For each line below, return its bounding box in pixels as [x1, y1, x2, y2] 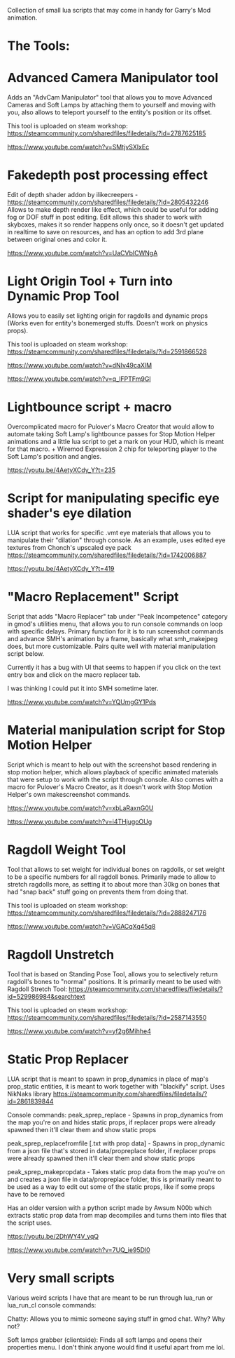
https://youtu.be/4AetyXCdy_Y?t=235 [7, 466, 116, 474]
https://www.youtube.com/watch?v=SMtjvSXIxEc [7, 143, 150, 152]
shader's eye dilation [7, 505, 132, 521]
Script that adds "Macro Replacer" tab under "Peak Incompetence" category [7, 612, 228, 620]
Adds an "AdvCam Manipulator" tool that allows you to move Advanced [7, 93, 213, 102]
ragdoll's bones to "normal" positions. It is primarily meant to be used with [7, 977, 222, 986]
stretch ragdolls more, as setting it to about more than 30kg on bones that [7, 880, 220, 888]
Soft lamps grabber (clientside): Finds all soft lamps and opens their [7, 1336, 203, 1344]
